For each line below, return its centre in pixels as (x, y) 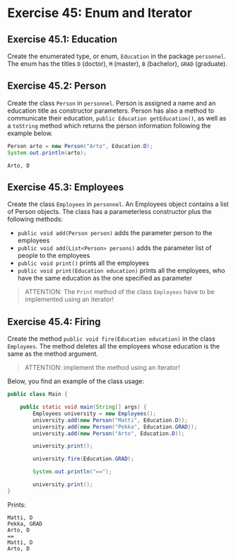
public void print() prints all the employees (83, 263)
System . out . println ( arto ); (47, 153)
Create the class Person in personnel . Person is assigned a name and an (112, 103)
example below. (30, 133)
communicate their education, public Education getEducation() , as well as (117, 118)
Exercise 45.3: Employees (66, 187)
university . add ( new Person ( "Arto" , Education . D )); (109, 434)
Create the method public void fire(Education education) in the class (111, 339)
